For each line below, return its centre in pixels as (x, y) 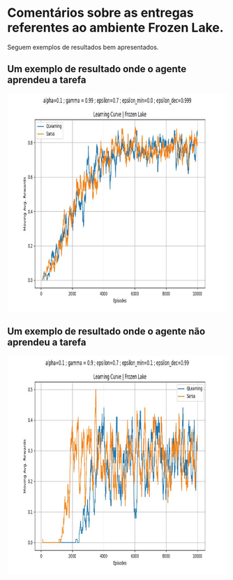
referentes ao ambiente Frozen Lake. (116, 28)
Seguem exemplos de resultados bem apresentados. (83, 47)
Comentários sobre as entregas (100, 13)
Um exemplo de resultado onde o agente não (106, 331)
